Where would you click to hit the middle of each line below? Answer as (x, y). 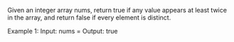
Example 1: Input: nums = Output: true (63, 31)
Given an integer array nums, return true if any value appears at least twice (117, 10)
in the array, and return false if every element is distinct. (89, 17)
